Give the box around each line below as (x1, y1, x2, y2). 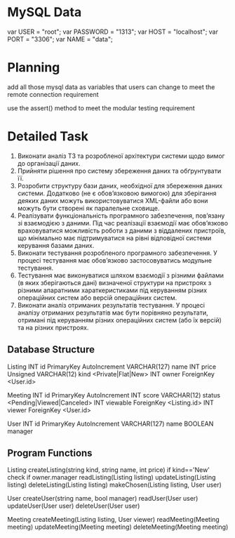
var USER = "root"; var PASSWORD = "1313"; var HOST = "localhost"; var (7, 27, 219, 36)
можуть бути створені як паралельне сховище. (17, 204, 160, 212)
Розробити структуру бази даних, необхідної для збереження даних (17, 181, 223, 190)
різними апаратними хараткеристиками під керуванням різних (17, 286, 208, 294)
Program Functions (7, 447, 93, 459)
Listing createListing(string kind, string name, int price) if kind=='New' (7, 466, 210, 474)
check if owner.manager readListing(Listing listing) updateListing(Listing (7, 473, 216, 482)
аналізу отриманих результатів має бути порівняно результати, (17, 308, 208, 317)
